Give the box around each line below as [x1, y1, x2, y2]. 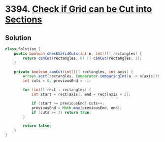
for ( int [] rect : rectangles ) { [23, 87, 92, 92]
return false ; [23, 123, 52, 129]
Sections [5, 14, 42, 25]
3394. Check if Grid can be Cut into [5, 3, 152, 15]
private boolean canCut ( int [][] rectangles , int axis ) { [14, 69, 133, 74]
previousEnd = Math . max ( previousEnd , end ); [31, 105, 122, 110]
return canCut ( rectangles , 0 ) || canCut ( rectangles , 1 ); [23, 56, 142, 61]
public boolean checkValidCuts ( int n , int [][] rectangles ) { [14, 51, 142, 56]
